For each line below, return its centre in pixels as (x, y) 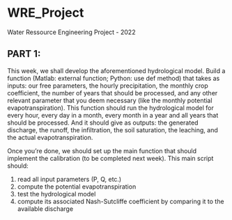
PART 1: (24, 54)
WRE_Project (46, 13)
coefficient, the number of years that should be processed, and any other (113, 93)
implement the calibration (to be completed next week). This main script (110, 158)
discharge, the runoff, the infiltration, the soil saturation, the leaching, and (113, 129)
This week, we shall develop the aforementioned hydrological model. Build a (116, 70)
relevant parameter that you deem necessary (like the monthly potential (110, 100)
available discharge (45, 209)
